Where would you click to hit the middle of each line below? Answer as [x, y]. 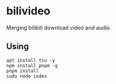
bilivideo [28, 11]
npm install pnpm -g [32, 65]
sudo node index [27, 76]
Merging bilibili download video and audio [58, 28]
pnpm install [23, 71]
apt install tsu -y [31, 60]
